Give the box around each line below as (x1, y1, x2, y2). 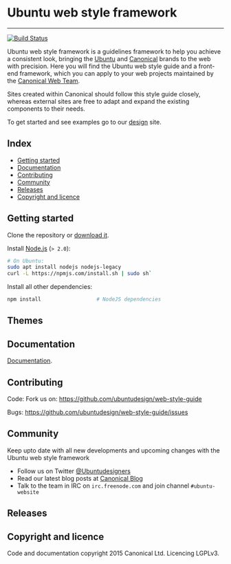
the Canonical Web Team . (7, 76, 80, 85)
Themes (7, 315, 43, 327)
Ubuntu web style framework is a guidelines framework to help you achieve (7, 47, 221, 56)
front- (198, 62, 215, 70)
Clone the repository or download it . (7, 230, 109, 239)
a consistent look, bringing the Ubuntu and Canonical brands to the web (7, 54, 211, 63)
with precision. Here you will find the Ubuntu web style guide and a (7, 62, 197, 70)
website (16, 488, 39, 496)
